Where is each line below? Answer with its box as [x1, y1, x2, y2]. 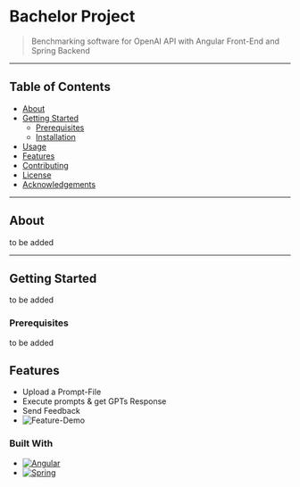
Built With [9, 437, 54, 450]
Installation [35, 131, 76, 142]
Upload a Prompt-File [21, 386, 102, 398]
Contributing [21, 160, 69, 170]
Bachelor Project [9, 6, 136, 27]
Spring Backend [30, 45, 91, 55]
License [21, 169, 52, 180]
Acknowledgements [21, 178, 96, 189]
